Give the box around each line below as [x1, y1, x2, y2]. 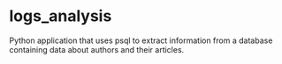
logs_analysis [9, 6, 112, 26]
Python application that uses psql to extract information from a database [9, 35, 273, 46]
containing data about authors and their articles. [9, 44, 185, 54]
